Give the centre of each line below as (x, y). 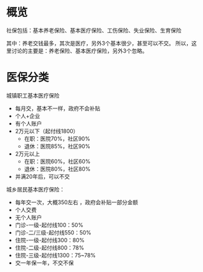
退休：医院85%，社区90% (57, 146)
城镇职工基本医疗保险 (33, 95)
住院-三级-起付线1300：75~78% (55, 255)
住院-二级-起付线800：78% (50, 247)
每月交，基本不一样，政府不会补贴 (58, 108)
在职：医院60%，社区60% (57, 161)
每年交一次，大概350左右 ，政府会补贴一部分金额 (76, 202)
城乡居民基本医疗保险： (35, 189)
